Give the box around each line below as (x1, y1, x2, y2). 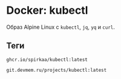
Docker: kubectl (6, 4, 88, 17)
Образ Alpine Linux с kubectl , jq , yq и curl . (6, 23, 115, 31)
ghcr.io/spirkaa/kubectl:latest (6, 56, 88, 63)
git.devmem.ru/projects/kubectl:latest (6, 67, 107, 73)
